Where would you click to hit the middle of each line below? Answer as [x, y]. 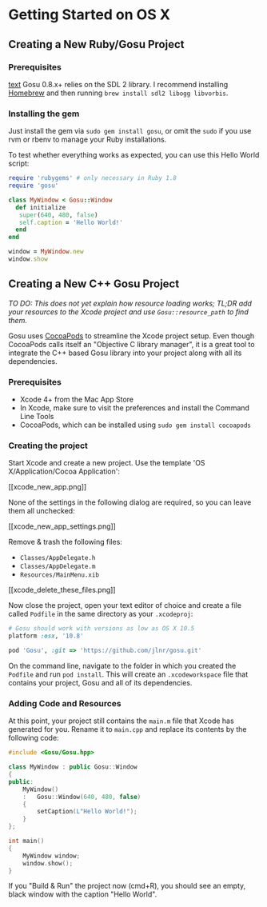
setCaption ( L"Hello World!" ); [87, 812]
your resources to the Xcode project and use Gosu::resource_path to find [129, 312]
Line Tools [37, 417]
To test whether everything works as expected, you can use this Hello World [134, 155]
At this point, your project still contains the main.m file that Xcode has [121, 721]
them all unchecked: [42, 511]
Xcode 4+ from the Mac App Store [77, 400]
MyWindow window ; [52, 856]
